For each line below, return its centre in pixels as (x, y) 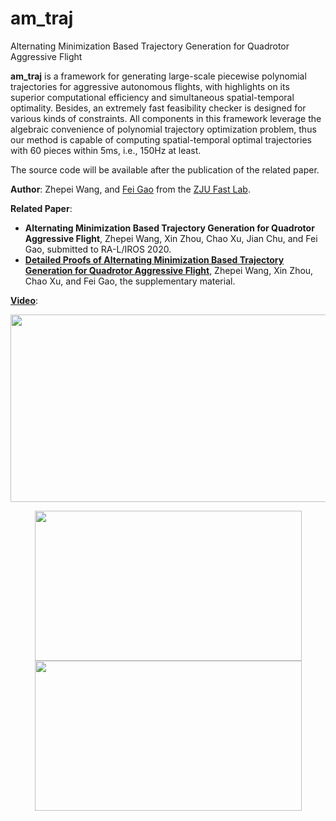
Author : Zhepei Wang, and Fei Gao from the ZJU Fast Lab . (130, 189)
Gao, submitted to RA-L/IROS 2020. (98, 249)
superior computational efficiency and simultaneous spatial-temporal (152, 97)
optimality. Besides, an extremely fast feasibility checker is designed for (158, 108)
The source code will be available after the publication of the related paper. (165, 169)
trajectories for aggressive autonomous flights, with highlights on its (150, 86)
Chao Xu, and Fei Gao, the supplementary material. (130, 281)
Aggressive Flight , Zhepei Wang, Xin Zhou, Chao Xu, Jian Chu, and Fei (171, 238)
